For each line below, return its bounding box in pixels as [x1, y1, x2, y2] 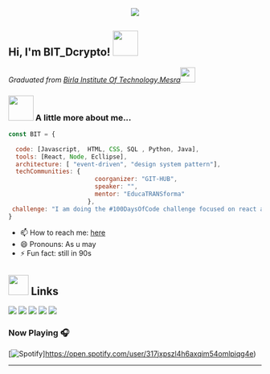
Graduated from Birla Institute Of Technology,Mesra [8, 75, 181, 84]
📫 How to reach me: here [19, 228, 106, 237]
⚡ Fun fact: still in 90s [19, 248, 92, 257]
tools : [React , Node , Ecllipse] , [15, 153, 128, 161]
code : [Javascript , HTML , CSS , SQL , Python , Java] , [15, 145, 199, 153]
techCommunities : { [15, 167, 81, 176]
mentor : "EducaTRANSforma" [94, 190, 185, 199]
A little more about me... [35, 112, 132, 123]
